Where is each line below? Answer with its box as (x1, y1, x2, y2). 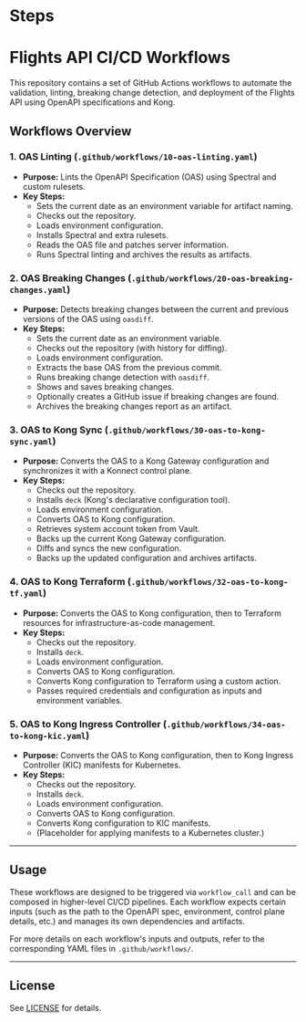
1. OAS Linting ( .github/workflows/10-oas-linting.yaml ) (9, 151, 258, 163)
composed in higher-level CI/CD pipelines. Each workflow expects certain (9, 896, 287, 907)
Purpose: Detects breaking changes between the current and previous (22, 304, 289, 315)
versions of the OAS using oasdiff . (22, 314, 154, 325)
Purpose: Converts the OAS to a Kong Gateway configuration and (22, 455, 270, 466)
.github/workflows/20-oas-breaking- (130, 273, 294, 284)
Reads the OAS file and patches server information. (36, 239, 229, 250)
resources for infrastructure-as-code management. (22, 617, 216, 628)
